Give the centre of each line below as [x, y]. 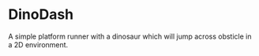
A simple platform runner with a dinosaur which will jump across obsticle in [130, 36]
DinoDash [41, 15]
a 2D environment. [38, 44]
